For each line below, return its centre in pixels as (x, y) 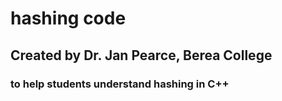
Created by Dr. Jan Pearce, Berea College (141, 55)
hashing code (68, 18)
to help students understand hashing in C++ (120, 84)
